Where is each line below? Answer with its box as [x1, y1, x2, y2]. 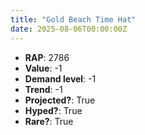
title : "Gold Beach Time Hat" [10, 14, 137, 25]
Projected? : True [24, 94, 96, 106]
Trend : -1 [24, 83, 63, 95]
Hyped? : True [24, 104, 83, 116]
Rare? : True [24, 115, 74, 127]
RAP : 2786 [24, 51, 70, 63]
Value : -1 [24, 62, 63, 74]
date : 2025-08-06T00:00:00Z [10, 24, 128, 34]
